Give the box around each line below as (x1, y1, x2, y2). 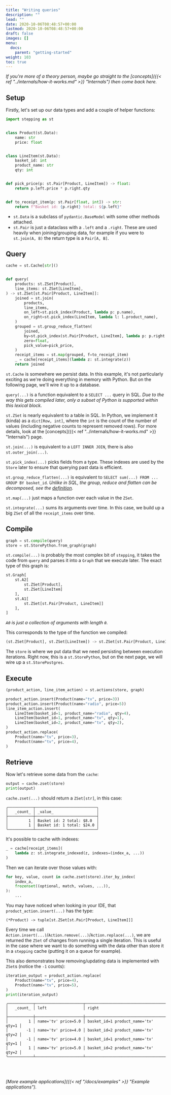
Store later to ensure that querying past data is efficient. (6, 464, 123, 470)
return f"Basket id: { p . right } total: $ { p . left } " (15, 204, 122, 209)
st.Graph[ (6, 572, 27, 578)
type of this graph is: (6, 563, 49, 569)
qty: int (15, 168, 33, 173)
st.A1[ (15, 596, 29, 601)
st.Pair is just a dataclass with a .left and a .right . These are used (13, 224, 157, 230)
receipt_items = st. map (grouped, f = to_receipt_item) (15, 352, 129, 358)
